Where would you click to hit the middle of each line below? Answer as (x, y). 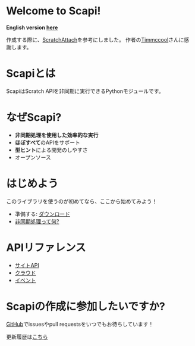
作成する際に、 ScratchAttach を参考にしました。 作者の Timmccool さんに (95, 39)
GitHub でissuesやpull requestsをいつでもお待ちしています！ (80, 324)
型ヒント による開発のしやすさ (51, 149)
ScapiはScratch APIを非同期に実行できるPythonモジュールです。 (85, 91)
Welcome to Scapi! (54, 11)
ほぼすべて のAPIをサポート (47, 142)
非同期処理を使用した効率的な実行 (56, 135)
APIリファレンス (46, 247)
